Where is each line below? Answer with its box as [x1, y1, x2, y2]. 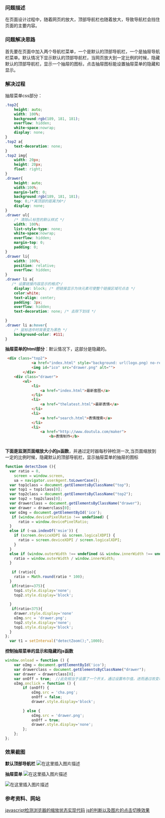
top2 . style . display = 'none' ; [14, 620, 71, 625]
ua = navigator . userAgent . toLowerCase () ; [14, 478, 100, 483]
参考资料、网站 [5, 795, 41, 802]
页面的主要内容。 [5, 23, 40, 29]
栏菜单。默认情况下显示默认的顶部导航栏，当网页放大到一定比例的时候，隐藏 [5, 54, 160, 60]
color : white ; [14, 290, 41, 296]
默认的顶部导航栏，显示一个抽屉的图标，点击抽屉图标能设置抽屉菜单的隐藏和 [5, 61, 160, 67]
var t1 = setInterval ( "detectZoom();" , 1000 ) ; [9, 638, 105, 644]
